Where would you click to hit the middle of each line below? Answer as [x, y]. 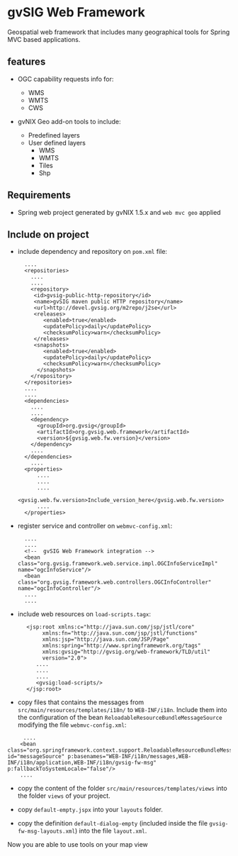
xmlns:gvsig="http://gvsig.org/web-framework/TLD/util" [126, 652]
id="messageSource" [36, 757]
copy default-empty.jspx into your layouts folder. [90, 810]
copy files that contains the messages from [81, 702]
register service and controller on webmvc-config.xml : [95, 526]
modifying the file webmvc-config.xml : [72, 725]
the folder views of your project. [64, 796]
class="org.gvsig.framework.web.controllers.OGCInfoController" [114, 582]
